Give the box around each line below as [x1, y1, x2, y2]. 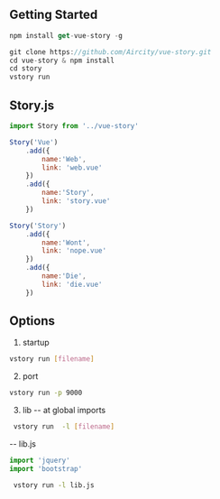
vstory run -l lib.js [13, 480, 95, 490]
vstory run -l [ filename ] [13, 422, 115, 431]
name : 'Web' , [41, 154, 87, 163]
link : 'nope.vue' [41, 246, 106, 255]
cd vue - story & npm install [9, 56, 115, 65]
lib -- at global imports [22, 405, 106, 416]
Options [9, 313, 56, 328]
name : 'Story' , [41, 189, 95, 198]
